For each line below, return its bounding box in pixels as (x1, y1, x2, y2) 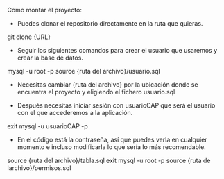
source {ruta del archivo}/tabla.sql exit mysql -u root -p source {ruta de (7, 156, 211, 164)
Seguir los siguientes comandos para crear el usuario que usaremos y (17, 46, 218, 54)
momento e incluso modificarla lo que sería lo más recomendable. (17, 143, 206, 151)
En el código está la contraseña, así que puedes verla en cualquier (17, 135, 208, 144)
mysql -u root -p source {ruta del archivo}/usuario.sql (7, 67, 161, 75)
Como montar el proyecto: (7, 6, 82, 14)
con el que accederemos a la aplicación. (17, 109, 133, 117)
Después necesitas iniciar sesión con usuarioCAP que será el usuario (17, 101, 216, 110)
